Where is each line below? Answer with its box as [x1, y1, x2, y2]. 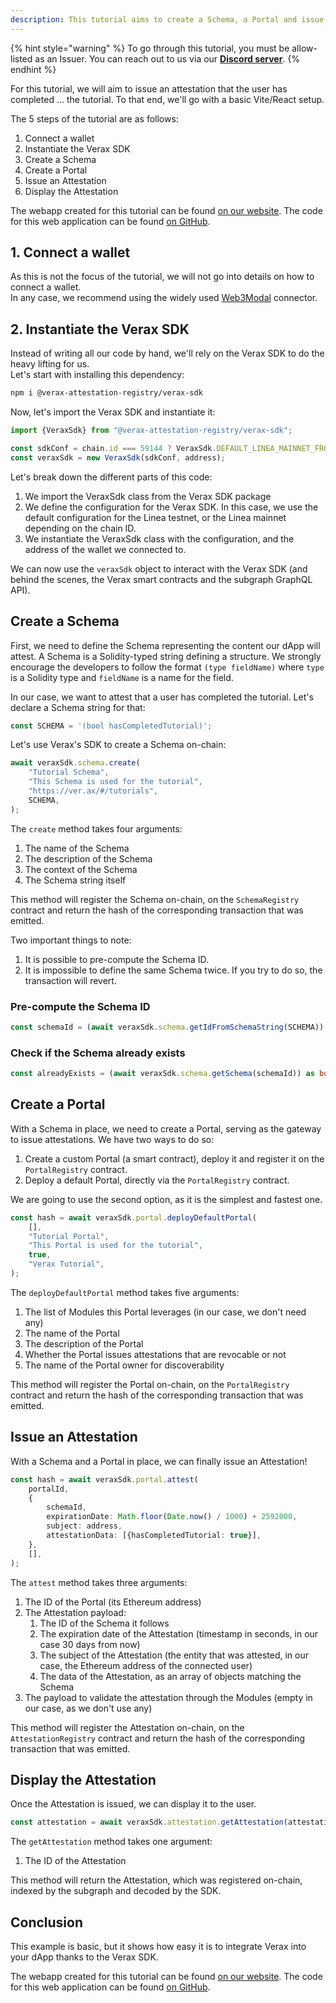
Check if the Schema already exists [10, 1046, 186, 1060]
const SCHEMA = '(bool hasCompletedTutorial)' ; [10, 721, 213, 731]
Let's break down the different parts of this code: [10, 471, 213, 483]
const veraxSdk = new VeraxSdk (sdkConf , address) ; [10, 452, 226, 463]
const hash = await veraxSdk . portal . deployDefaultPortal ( [10, 1212, 257, 1223]
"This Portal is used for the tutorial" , [28, 1241, 203, 1251]
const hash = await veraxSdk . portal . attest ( [10, 1474, 199, 1485]
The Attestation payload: [24, 1606, 127, 1618]
